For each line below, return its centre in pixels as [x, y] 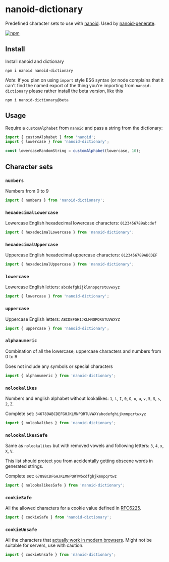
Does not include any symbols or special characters [59, 366]
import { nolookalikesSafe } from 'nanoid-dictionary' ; [65, 485]
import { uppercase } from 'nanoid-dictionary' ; [57, 328]
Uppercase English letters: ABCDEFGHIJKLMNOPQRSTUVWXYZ [63, 319]
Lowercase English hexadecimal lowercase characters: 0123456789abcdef [81, 223]
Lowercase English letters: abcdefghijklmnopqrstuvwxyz [63, 287]
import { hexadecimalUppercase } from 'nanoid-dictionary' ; [70, 265]
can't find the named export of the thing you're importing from [70, 85]
